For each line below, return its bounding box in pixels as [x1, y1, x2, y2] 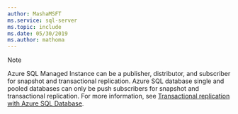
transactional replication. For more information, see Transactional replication [7, 92, 230, 101]
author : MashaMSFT [7, 10, 62, 18]
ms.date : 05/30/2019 [7, 30, 69, 37]
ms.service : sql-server [7, 17, 78, 24]
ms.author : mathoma [7, 37, 65, 44]
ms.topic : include [7, 23, 62, 30]
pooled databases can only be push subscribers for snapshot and [7, 84, 200, 93]
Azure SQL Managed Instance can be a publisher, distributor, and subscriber [7, 70, 231, 78]
